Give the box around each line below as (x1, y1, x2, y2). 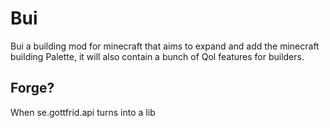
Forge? (10, 80, 55, 97)
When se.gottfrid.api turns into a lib (10, 106, 156, 118)
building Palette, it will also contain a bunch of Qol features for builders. (10, 50, 305, 62)
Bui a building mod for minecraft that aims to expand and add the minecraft (10, 40, 320, 52)
